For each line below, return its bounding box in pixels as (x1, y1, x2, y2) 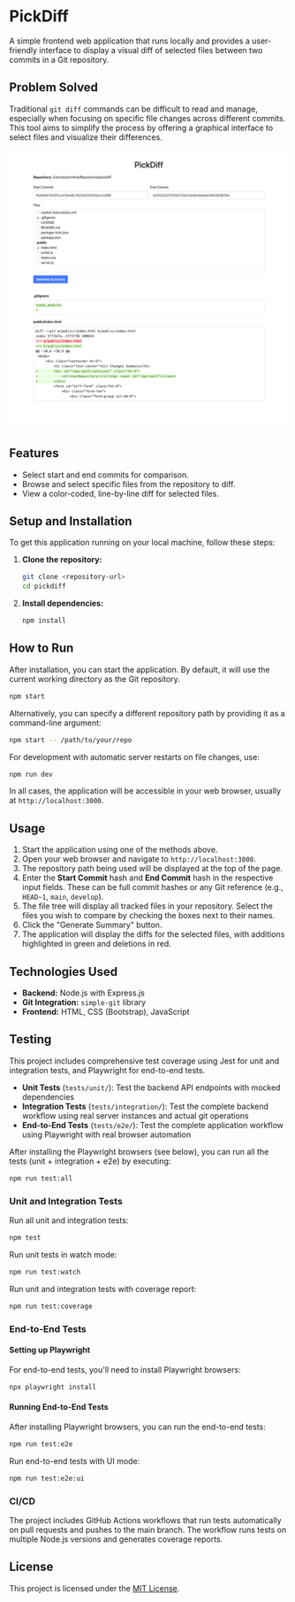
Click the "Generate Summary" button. (21, 919, 163, 931)
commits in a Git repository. (9, 54, 110, 65)
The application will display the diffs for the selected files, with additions (21, 929, 285, 940)
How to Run (9, 640, 74, 656)
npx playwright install (9, 1382, 97, 1391)
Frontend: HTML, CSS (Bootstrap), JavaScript (21, 1007, 190, 1018)
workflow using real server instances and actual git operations (21, 1110, 249, 1121)
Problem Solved (9, 80, 99, 95)
